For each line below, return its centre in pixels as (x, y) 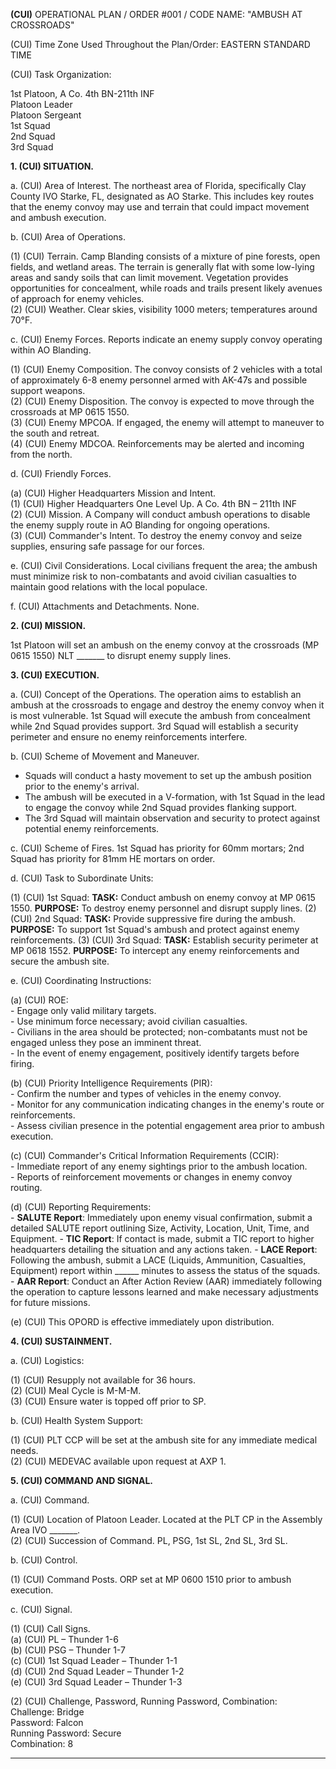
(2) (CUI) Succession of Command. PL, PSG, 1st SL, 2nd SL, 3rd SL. (149, 1540)
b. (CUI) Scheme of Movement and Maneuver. (105, 756)
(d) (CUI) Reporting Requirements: (81, 1207)
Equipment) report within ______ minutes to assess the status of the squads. (165, 1270)
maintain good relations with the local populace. (109, 587)
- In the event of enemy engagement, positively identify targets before (155, 1053)
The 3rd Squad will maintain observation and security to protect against (172, 818)
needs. (24, 1450)
